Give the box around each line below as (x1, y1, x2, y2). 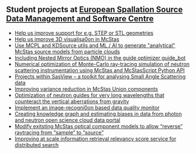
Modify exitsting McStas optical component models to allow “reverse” (14, 122, 183, 129)
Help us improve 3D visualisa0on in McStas (14, 35, 120, 43)
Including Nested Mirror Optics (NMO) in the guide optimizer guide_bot (14, 54, 186, 61)
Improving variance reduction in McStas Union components (14, 85, 158, 93)
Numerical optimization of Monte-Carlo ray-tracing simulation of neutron (14, 60, 190, 67)
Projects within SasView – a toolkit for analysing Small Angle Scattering (14, 73, 186, 80)
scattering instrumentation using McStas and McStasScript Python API (14, 67, 185, 74)
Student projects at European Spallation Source (6, 5, 183, 15)
